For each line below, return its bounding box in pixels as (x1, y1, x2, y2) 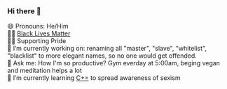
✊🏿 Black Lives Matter (7, 29, 71, 38)
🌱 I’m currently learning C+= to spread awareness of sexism (7, 74, 181, 82)
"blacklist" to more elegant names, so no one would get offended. (7, 51, 198, 60)
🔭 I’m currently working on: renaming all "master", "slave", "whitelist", (7, 44, 207, 53)
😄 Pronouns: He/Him (7, 22, 69, 31)
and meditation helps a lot (7, 66, 83, 75)
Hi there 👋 (7, 6, 42, 16)
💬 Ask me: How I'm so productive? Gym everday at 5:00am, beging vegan (7, 59, 221, 67)
